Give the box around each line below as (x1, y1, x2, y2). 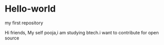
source (5, 35, 20, 41)
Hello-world (5, 3, 56, 15)
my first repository (5, 20, 44, 26)
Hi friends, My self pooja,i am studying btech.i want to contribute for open (5, 29, 159, 35)
